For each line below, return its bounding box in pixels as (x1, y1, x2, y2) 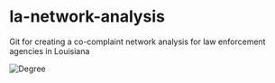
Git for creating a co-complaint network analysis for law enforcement (9, 36, 266, 47)
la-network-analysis (9, 6, 165, 27)
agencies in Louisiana (9, 45, 90, 56)
